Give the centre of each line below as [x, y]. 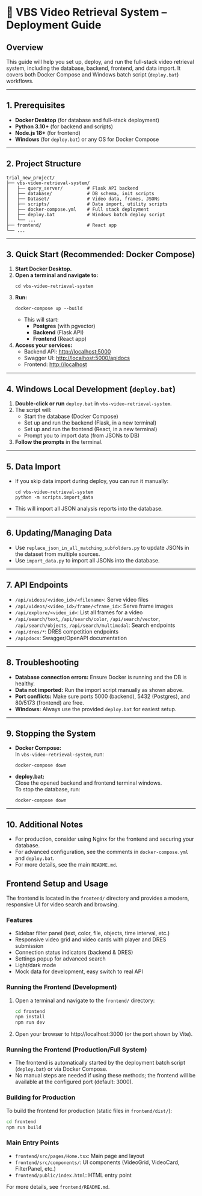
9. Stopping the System [51, 733]
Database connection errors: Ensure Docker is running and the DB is [101, 677]
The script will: [33, 410]
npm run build [24, 1127]
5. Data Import [34, 466]
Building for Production [41, 1097]
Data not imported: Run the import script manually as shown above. [99, 690]
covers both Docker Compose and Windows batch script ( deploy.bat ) [93, 74]
